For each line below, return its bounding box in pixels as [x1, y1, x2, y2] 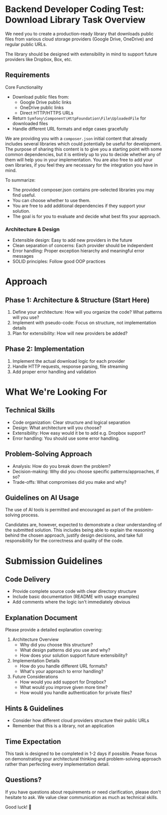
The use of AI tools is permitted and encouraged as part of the [5, 507, 134, 513]
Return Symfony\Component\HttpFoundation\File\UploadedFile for [12, 115, 146, 121]
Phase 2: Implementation [5, 345, 85, 353]
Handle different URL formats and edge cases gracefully [12, 126, 129, 132]
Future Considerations [12, 674, 58, 680]
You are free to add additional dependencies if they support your [12, 203, 146, 209]
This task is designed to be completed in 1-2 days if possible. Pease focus [5, 750, 157, 756]
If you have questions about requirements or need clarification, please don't [5, 789, 161, 795]
